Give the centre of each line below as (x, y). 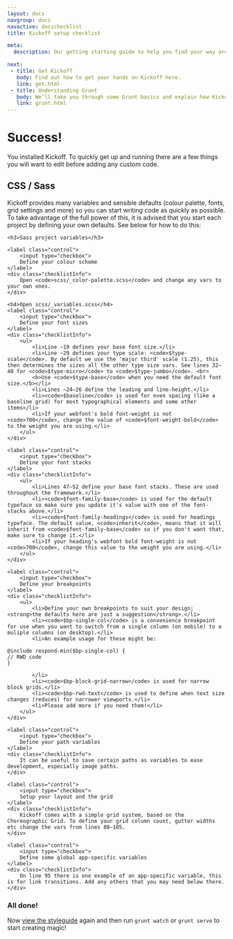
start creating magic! (37, 928)
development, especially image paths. (63, 766)
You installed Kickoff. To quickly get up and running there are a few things (113, 157)
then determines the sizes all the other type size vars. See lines (108, 365)
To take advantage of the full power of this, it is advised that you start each (114, 217)
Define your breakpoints (55, 584)
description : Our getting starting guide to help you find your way (114, 52)
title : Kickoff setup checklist (54, 33)
